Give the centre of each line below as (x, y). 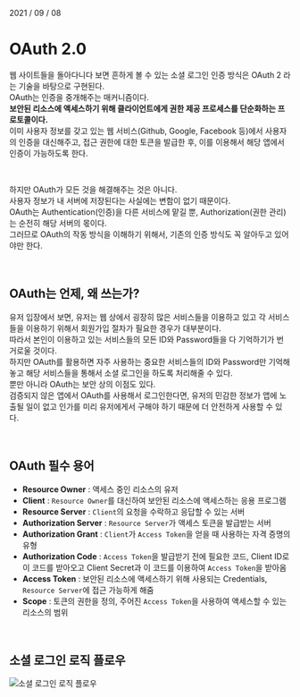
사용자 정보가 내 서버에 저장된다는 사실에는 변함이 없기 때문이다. (120, 200)
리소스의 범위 (45, 612)
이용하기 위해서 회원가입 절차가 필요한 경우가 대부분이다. (123, 328)
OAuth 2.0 (48, 49)
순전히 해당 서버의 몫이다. (62, 223)
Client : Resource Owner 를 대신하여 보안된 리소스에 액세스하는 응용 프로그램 (154, 500)
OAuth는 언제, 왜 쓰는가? (75, 294)
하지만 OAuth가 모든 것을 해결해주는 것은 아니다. (93, 189)
